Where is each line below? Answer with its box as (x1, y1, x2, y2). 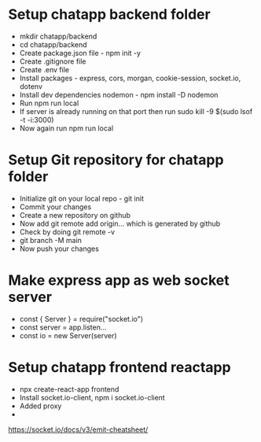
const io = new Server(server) (19, 330, 117, 340)
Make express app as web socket (8, 271, 230, 289)
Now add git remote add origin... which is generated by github (19, 219, 221, 228)
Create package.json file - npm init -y (19, 48, 142, 57)
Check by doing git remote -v (19, 227, 116, 237)
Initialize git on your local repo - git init (19, 193, 144, 203)
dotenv (19, 81, 43, 91)
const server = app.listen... (19, 322, 107, 332)
